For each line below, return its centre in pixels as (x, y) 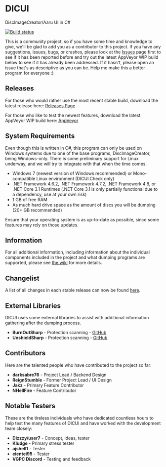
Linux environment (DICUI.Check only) (75, 178)
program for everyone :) (29, 73)
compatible (24, 178)
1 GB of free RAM (30, 199)
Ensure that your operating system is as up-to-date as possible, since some (82, 219)
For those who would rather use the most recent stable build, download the (82, 100)
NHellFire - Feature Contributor (44, 390)
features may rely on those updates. (42, 225)
